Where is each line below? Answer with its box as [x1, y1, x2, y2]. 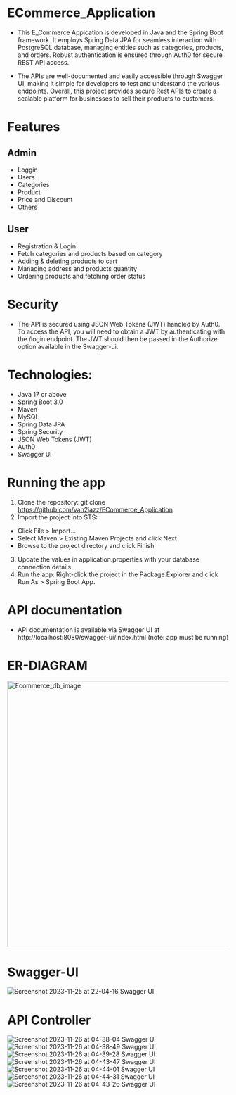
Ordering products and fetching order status [17, 272, 146, 280]
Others [17, 203, 38, 211]
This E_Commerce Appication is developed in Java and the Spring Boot [17, 28, 223, 37]
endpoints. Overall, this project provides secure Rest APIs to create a [17, 87, 217, 95]
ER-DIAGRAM [7, 657, 88, 673]
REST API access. [17, 58, 70, 66]
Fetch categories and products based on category [17, 249, 163, 258]
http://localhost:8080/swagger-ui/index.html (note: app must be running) [17, 633, 229, 641]
